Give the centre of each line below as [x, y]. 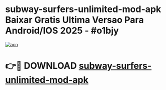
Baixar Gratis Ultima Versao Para [75, 20]
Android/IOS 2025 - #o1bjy [62, 31]
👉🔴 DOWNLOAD [41, 66]
